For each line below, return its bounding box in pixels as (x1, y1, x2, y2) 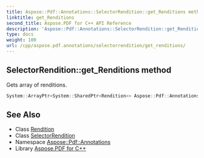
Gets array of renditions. (6, 81, 67, 88)
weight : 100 (6, 37, 36, 43)
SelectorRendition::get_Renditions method (6, 65, 172, 76)
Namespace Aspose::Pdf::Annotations (15, 139, 111, 146)
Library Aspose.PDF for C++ (15, 145, 87, 152)
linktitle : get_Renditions (6, 15, 75, 21)
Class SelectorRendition (15, 132, 75, 139)
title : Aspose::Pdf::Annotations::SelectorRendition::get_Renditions (6, 8, 186, 15)
